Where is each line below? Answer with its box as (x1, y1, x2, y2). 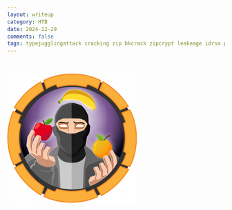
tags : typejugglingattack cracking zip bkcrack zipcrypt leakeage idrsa (7, 40, 221, 48)
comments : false (7, 33, 54, 40)
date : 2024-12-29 (7, 25, 57, 32)
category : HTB (7, 18, 48, 25)
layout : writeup (7, 11, 54, 18)
